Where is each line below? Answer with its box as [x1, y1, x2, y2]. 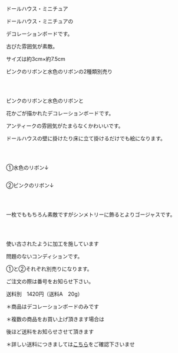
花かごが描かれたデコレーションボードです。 [6, 110, 114, 116]
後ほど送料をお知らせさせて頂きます [6, 328, 94, 335]
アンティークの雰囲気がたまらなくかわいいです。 [6, 122, 124, 129]
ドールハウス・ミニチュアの [6, 18, 74, 25]
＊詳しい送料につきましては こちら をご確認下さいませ [6, 341, 135, 348]
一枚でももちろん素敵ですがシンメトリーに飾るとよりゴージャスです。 [6, 211, 176, 218]
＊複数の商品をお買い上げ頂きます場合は [6, 316, 104, 322]
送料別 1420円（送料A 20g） [6, 290, 83, 297]
